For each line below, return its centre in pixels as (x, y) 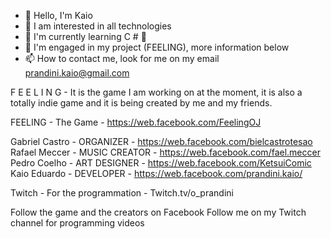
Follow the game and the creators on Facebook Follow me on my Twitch (158, 212)
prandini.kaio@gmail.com (77, 73)
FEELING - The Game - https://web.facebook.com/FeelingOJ (136, 122)
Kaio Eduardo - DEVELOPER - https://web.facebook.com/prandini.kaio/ (156, 173)
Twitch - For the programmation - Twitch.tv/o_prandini (122, 193)
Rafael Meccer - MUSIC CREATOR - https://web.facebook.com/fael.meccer (165, 152)
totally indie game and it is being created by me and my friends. (141, 103)
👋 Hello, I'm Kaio (58, 15)
